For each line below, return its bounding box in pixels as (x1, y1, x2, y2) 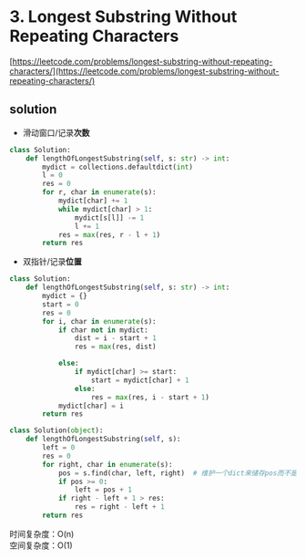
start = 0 (42, 299, 79, 309)
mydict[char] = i (57, 401, 125, 410)
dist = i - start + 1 (74, 334, 157, 343)
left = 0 (42, 443, 76, 452)
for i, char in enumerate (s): (42, 316, 157, 326)
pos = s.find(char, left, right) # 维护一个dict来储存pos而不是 (57, 468, 298, 478)
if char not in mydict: (57, 326, 148, 335)
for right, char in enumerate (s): (42, 460, 173, 469)
